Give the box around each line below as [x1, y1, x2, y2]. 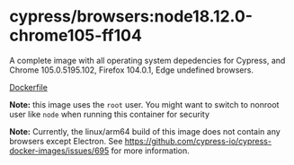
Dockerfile [9, 82, 48, 92]
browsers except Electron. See [9, 135, 123, 146]
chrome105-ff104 [9, 25, 142, 46]
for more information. [111, 145, 191, 156]
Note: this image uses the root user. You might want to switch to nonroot [9, 99, 280, 109]
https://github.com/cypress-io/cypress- [124, 135, 272, 146]
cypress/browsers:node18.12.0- [9, 6, 254, 27]
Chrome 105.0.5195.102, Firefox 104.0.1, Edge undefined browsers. [9, 65, 254, 75]
